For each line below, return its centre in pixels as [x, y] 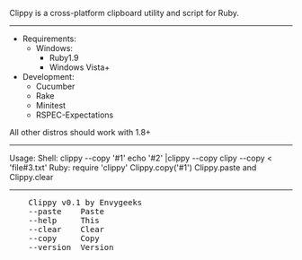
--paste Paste [67, 211]
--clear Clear [67, 229]
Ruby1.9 [64, 58]
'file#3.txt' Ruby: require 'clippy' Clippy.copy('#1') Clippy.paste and [133, 168]
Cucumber [55, 86]
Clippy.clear [31, 177]
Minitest [50, 105]
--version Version [71, 247]
